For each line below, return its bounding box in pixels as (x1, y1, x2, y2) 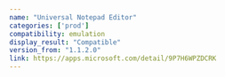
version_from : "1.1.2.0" (9, 46, 101, 55)
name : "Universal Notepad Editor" (9, 12, 138, 22)
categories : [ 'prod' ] (9, 21, 90, 30)
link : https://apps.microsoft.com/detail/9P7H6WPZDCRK (9, 54, 217, 63)
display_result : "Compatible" (9, 37, 122, 47)
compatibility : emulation (9, 29, 105, 38)
